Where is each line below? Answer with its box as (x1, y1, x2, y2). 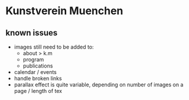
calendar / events (14, 69, 57, 75)
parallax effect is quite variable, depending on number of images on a (14, 81, 184, 88)
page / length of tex (14, 88, 63, 94)
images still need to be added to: (14, 43, 94, 50)
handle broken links (14, 75, 63, 82)
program (22, 56, 44, 63)
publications (22, 62, 53, 69)
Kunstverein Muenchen (5, 4, 123, 18)
